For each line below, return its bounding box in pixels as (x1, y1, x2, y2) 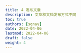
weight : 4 (5, 40, 26, 45)
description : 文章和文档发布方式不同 (5, 12, 76, 17)
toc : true (5, 17, 26, 22)
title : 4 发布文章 (5, 7, 42, 13)
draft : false (5, 36, 33, 41)
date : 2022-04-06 (5, 26, 42, 31)
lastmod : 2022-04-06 (5, 31, 49, 36)
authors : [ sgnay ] (5, 21, 42, 27)
